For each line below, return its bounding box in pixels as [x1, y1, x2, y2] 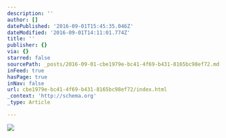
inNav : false [7, 80, 45, 87]
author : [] [7, 16, 38, 23]
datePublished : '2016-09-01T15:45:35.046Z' [7, 23, 134, 29]
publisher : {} [7, 42, 48, 49]
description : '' [7, 10, 54, 17]
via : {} [7, 49, 30, 55]
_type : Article [7, 99, 51, 106]
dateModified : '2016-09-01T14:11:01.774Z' [7, 29, 131, 36]
